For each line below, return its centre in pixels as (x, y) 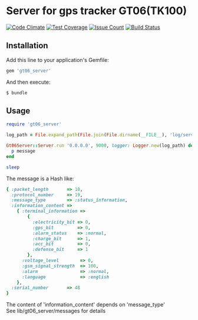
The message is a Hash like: (40, 179)
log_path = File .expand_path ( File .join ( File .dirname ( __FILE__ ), (87, 135)
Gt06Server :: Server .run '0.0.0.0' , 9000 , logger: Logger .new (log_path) (96, 146)
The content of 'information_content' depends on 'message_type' (85, 305)
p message (23, 151)
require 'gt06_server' (34, 124)
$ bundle (17, 93)
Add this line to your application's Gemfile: (57, 60)
